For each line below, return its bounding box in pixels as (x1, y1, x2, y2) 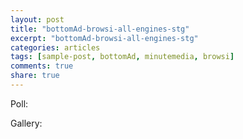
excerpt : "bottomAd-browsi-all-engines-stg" (10, 33, 199, 43)
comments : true (10, 61, 74, 71)
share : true (10, 71, 60, 81)
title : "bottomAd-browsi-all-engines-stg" (10, 24, 190, 34)
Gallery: (10, 117, 43, 129)
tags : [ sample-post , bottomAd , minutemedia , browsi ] (10, 52, 235, 62)
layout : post (10, 14, 65, 25)
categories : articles (10, 42, 101, 53)
